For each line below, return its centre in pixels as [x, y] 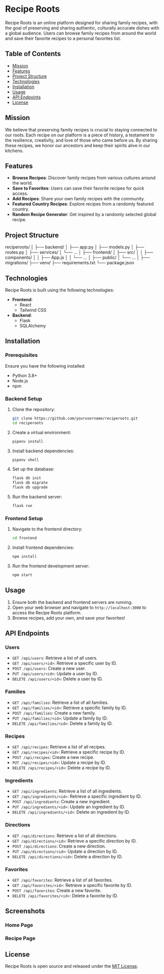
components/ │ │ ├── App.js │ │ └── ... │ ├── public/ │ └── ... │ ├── [78, 257]
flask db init [27, 478]
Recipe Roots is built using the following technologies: [60, 290]
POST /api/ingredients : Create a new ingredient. [61, 802]
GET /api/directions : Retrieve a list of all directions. [65, 836]
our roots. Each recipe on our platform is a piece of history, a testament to [80, 135]
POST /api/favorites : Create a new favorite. [57, 890]
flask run [22, 506]
